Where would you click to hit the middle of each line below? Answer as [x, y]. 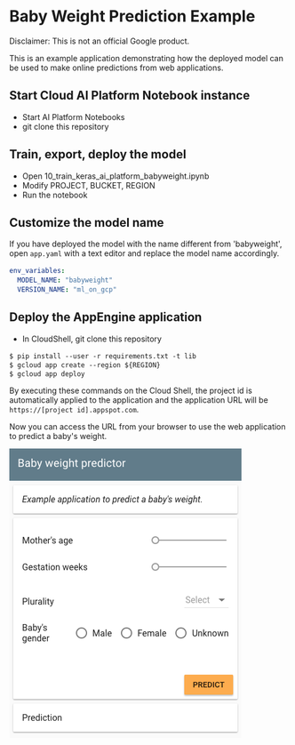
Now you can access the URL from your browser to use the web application [147, 426]
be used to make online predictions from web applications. [116, 68]
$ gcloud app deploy [48, 374]
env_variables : [37, 271]
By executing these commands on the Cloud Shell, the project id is [131, 390]
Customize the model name [87, 223]
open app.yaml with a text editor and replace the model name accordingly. [144, 253]
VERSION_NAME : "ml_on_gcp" [67, 290]
